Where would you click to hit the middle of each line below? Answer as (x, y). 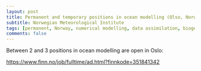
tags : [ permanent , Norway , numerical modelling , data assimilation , (93, 28)
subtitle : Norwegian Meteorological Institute (65, 22)
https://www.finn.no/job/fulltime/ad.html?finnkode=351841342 (83, 62)
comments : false (26, 34)
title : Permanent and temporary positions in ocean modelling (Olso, (95, 17)
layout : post (22, 12)
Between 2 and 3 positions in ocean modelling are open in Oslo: (85, 50)
